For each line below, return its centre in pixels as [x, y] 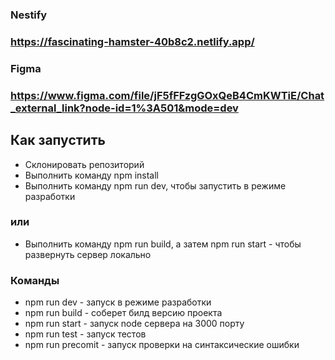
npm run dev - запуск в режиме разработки [118, 302]
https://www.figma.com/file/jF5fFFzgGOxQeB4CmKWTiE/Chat [167, 95]
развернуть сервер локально [88, 254]
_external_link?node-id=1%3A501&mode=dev [124, 108]
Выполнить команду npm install [92, 175]
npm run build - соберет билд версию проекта [123, 313]
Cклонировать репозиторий [84, 164]
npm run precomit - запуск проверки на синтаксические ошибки [162, 345]
